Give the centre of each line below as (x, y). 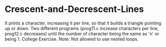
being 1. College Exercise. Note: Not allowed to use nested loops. (71, 39)
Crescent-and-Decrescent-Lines (74, 9)
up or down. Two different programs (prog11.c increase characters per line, (82, 28)
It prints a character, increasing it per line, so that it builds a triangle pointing (83, 23)
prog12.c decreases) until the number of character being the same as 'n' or (82, 33)
